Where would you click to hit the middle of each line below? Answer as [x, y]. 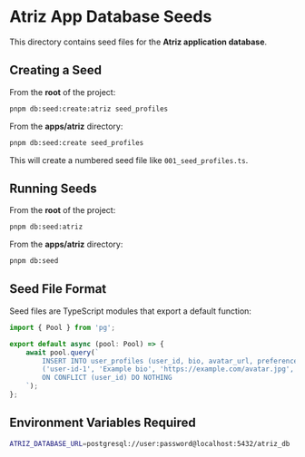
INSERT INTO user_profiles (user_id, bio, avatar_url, [148, 361]
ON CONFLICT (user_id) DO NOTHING [107, 378]
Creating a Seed [56, 70]
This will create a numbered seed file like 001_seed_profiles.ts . [129, 160]
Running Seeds [53, 188]
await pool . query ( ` [63, 352]
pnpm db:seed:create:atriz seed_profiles [89, 109]
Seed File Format [58, 289]
